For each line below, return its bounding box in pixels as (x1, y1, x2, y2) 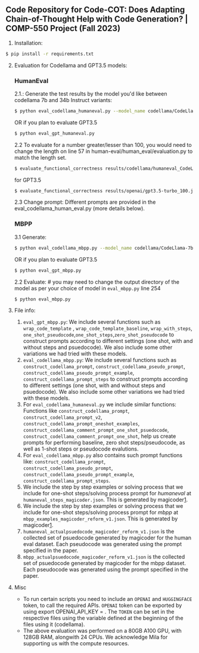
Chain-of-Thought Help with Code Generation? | (5, 14, 188, 24)
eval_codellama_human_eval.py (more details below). (14, 205, 145, 212)
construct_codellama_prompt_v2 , (23, 413, 102, 421)
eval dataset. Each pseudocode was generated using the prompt (23, 541, 182, 548)
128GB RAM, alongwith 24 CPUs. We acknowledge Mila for (23, 633, 168, 641)
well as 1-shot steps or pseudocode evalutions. (23, 445, 139, 453)
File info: (14, 307, 36, 314)
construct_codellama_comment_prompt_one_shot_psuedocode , (23, 427, 169, 434)
